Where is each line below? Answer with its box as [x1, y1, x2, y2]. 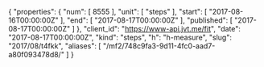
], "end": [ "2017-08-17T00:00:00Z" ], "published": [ [60, 15, 233, 25]
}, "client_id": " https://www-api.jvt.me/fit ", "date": [76, 24, 241, 33]
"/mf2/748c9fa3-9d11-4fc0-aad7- [102, 41, 216, 51]
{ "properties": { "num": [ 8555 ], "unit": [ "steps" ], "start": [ [8, 7, 208, 16]
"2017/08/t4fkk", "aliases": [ [8, 41, 101, 51]
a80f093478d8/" [8, 50, 64, 59]
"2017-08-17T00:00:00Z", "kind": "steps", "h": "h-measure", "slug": [8, 32, 232, 42]
